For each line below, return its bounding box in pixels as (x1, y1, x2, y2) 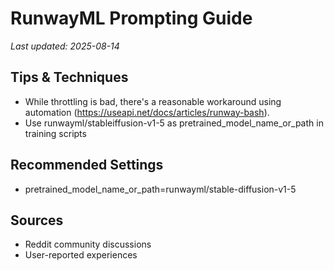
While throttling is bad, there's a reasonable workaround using (24, 95, 282, 107)
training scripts (24, 127, 87, 139)
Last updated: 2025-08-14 (10, 40, 120, 52)
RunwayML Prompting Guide (10, 7, 253, 30)
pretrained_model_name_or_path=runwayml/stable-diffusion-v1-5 (24, 183, 297, 195)
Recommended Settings (10, 157, 164, 174)
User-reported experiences (24, 249, 138, 261)
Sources (10, 212, 64, 229)
